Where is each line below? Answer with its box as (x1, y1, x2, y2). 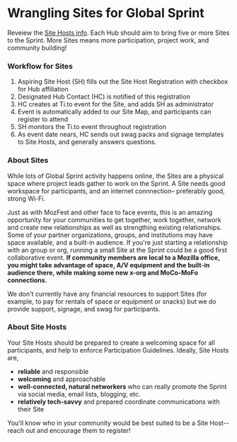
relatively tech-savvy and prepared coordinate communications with (17, 397, 220, 406)
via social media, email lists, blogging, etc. (17, 389, 141, 398)
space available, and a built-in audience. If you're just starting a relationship (7, 238, 229, 246)
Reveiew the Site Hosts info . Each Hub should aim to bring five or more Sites (7, 28, 230, 37)
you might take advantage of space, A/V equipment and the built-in (7, 260, 210, 269)
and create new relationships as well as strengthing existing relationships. (7, 223, 222, 231)
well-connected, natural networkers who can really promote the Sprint (17, 382, 227, 391)
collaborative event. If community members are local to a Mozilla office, (7, 253, 221, 262)
